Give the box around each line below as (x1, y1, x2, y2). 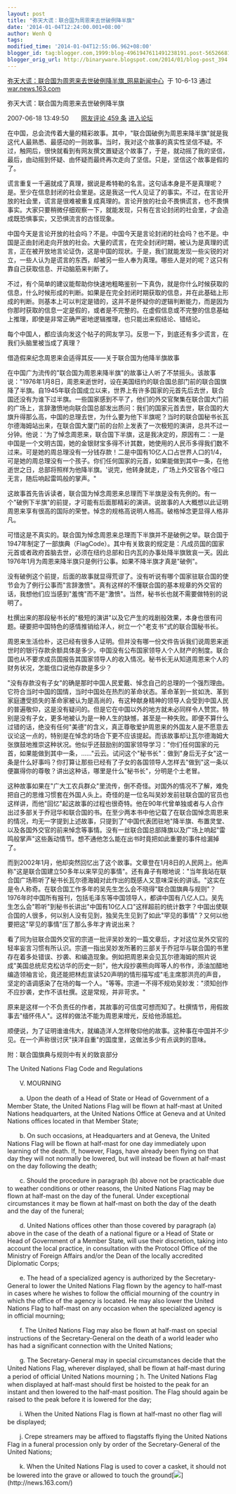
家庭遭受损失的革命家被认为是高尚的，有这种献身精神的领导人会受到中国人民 (7, 696, 229, 705)
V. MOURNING (19, 1079, 62, 1087)
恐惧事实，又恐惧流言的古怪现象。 (19, 214, 118, 223)
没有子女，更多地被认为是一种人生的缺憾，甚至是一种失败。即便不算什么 (19, 713, 229, 722)
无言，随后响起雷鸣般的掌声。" (7, 474, 97, 483)
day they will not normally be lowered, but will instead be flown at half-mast (7, 1154, 226, 1163)
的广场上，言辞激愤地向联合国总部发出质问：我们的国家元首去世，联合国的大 (7, 403, 229, 412)
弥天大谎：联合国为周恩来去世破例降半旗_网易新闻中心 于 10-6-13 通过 (7, 76, 212, 85)
